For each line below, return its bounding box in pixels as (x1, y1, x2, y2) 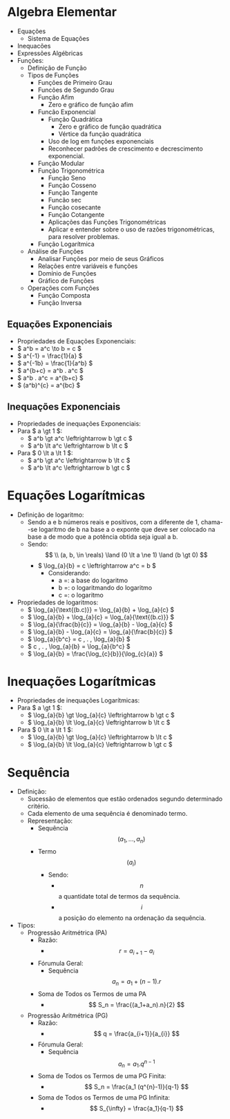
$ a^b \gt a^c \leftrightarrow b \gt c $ (27, 434, 133, 442)
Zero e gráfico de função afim (48, 100, 133, 108)
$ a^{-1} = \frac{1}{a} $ (17, 352, 83, 360)
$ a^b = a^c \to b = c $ (17, 344, 82, 352)
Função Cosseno (48, 181, 97, 189)
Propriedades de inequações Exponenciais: (17, 419, 142, 428)
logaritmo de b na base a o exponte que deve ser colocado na (39, 525, 215, 533)
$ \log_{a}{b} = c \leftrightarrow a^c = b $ (37, 561, 157, 570)
